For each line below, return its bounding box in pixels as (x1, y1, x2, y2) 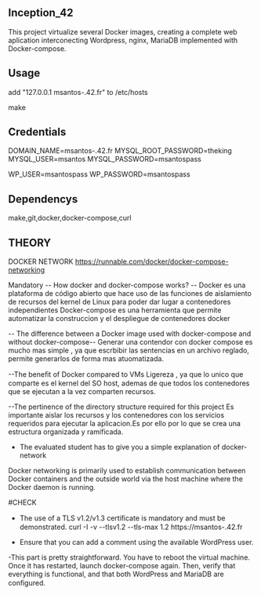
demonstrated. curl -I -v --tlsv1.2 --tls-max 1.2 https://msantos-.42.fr (19, 522, 243, 532)
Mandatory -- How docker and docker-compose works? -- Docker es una (8, 280, 246, 290)
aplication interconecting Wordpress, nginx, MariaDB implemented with (8, 35, 238, 45)
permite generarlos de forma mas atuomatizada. (8, 354, 165, 363)
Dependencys (8, 192, 78, 206)
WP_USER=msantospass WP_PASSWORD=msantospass (8, 170, 190, 179)
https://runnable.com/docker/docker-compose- (74, 257, 229, 266)
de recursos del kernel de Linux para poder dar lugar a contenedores (8, 297, 231, 307)
